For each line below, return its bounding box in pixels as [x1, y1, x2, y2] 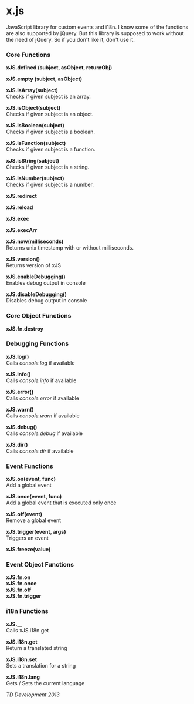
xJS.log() [6, 353, 29, 360]
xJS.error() [6, 388, 34, 395]
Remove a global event [6, 517, 62, 524]
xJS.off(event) [6, 511, 43, 518]
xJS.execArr [6, 227, 38, 234]
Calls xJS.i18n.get [6, 626, 49, 634]
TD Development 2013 [6, 691, 60, 698]
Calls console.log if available [6, 359, 75, 366]
